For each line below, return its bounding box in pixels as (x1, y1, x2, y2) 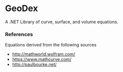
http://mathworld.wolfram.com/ (12, 51, 76, 57)
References (5, 31, 33, 38)
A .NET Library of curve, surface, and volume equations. (5, 19, 119, 25)
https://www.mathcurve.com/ (12, 57, 72, 62)
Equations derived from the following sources (5, 42, 97, 48)
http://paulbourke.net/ (12, 61, 57, 68)
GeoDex (5, 3, 38, 14)
